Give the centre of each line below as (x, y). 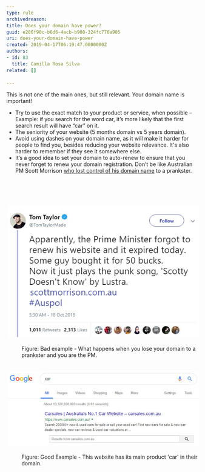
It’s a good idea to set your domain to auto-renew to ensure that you (100, 158)
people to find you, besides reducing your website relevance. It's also (102, 145)
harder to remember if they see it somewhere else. (78, 151)
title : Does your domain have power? (54, 25)
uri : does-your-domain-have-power (50, 38)
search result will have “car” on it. (57, 126)
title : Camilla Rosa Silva (46, 64)
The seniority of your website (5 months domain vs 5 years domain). (100, 132)
